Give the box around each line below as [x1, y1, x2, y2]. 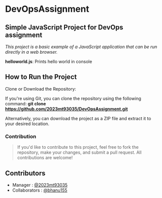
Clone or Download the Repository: [5, 86, 76, 92]
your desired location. [5, 121, 50, 127]
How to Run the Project [5, 73, 77, 81]
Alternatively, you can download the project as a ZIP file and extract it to [5, 115, 151, 121]
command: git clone [5, 100, 46, 106]
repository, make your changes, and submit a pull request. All [17, 149, 142, 156]
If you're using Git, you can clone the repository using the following [5, 95, 141, 101]
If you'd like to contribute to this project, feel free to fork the [17, 144, 139, 150]
